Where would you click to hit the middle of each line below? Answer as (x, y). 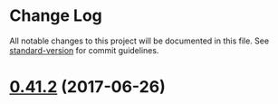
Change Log (56, 16)
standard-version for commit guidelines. (84, 50)
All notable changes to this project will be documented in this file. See (139, 41)
